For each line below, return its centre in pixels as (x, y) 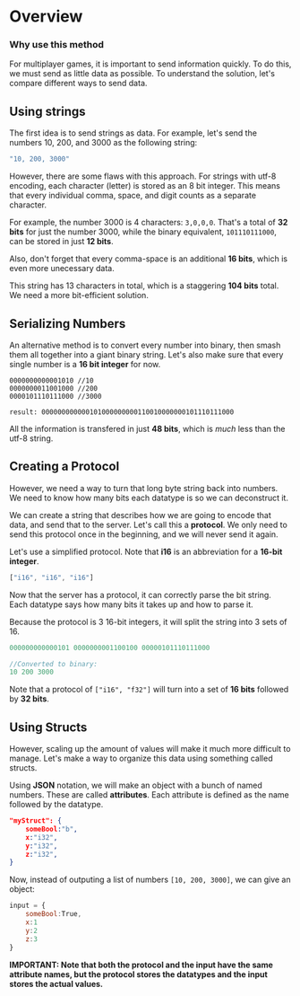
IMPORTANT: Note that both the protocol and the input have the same (141, 965)
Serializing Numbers (68, 324)
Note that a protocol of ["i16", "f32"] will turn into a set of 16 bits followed (149, 690)
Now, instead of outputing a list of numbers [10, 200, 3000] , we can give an (150, 880)
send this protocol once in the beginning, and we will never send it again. (144, 534)
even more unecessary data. (62, 269)
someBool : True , (54, 914)
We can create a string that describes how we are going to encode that (140, 515)
